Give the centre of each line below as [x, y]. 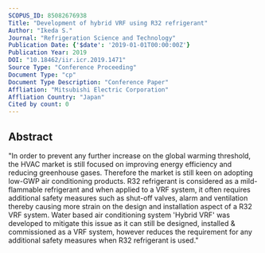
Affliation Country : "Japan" [57, 97]
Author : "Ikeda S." [41, 30]
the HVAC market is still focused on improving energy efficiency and [120, 164]
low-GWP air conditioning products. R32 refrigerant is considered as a [123, 181]
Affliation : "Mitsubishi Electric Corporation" [89, 90]
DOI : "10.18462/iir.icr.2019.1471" [67, 60]
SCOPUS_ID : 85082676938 [48, 16]
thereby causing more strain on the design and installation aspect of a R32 [130, 206]
